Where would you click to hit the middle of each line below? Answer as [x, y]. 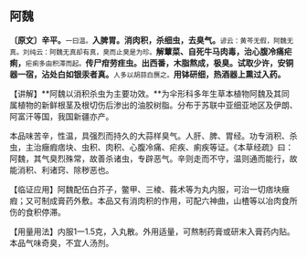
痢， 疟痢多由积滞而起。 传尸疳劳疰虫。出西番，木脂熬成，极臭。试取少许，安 [148, 63]
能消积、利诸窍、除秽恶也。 [62, 170]
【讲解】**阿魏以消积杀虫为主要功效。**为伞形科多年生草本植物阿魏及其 [146, 93]
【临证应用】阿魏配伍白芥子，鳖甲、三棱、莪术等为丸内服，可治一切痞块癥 [149, 189]
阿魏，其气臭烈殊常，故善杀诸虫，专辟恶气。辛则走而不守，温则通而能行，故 [153, 159]
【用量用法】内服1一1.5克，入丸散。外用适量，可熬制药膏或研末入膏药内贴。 [152, 231]
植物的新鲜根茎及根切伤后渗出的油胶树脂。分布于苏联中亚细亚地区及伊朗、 [157, 105]
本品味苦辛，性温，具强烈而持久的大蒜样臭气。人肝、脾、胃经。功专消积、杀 [153, 136]
